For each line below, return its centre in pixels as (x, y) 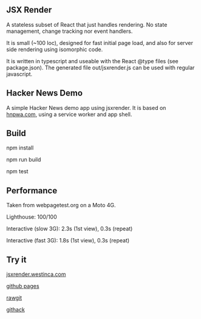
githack (16, 310)
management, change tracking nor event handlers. (70, 31)
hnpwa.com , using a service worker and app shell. (69, 114)
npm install (20, 148)
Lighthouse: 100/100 (32, 217)
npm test (17, 171)
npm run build (24, 160)
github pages (23, 286)
